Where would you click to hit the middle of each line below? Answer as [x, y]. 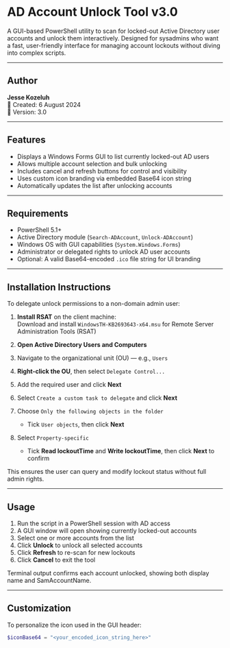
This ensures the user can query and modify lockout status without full [107, 472]
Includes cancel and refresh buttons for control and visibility [102, 171]
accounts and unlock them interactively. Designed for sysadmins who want [113, 38]
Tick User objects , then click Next [76, 424]
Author [22, 81]
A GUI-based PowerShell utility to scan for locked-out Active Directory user [114, 31]
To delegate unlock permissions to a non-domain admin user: [93, 304]
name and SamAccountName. [49, 580]
